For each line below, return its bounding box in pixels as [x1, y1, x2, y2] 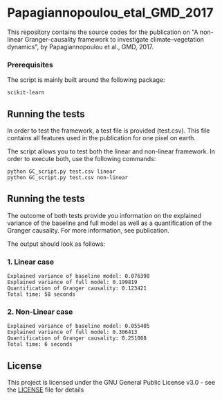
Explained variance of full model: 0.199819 [7, 279, 138, 286]
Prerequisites [7, 60, 53, 69]
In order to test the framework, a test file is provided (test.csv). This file [7, 126, 210, 135]
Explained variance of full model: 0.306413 [7, 328, 138, 336]
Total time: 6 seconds [7, 341, 73, 348]
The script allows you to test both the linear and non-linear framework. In [7, 147, 216, 156]
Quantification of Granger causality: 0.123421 [7, 285, 147, 292]
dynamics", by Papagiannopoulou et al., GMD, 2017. [7, 42, 154, 51]
